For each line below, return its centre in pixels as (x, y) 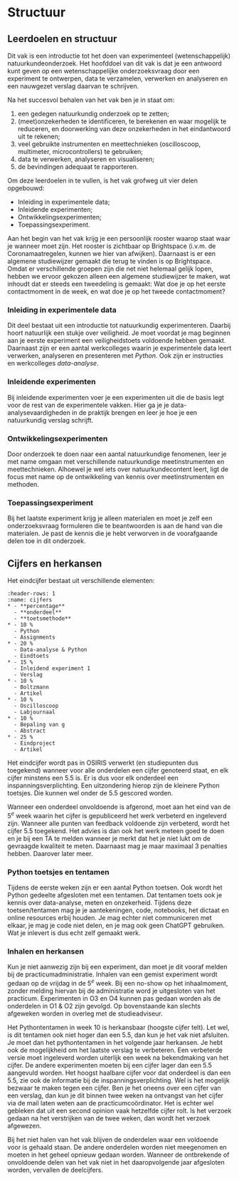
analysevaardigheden (39, 412)
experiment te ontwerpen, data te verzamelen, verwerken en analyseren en (118, 78)
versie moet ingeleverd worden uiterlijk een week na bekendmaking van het (118, 1057)
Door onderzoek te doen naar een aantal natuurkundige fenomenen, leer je (117, 454)
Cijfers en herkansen (55, 563)
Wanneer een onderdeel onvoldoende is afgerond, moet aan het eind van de (119, 807)
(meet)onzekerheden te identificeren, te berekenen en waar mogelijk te (122, 121)
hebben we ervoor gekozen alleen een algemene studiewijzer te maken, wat (119, 276)
